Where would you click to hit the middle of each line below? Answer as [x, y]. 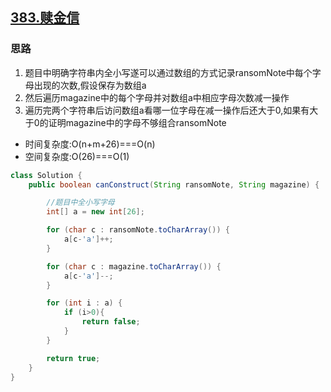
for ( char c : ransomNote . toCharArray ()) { [138, 230]
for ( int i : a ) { [84, 303]
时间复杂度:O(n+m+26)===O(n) [90, 144]
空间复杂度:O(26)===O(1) [77, 156]
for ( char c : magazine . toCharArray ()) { [134, 266]
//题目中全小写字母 [80, 203]
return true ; [73, 358]
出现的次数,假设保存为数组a [90, 85]
